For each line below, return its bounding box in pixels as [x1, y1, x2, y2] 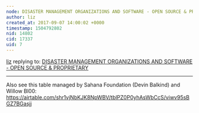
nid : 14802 [6, 31, 33, 37]
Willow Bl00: [6, 87, 37, 95]
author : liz [6, 14, 36, 20]
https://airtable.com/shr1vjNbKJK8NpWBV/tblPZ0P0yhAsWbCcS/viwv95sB [6, 93, 190, 101]
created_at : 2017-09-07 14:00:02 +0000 [6, 20, 105, 25]
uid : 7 [6, 42, 23, 48]
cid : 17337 [6, 36, 33, 42]
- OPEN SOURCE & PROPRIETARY [6, 64, 89, 71]
